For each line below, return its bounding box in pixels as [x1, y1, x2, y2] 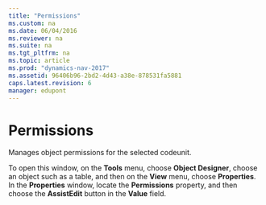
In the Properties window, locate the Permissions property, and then [8, 180, 238, 190]
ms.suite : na [8, 42, 52, 50]
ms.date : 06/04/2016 [8, 27, 78, 35]
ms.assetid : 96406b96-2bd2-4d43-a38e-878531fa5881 [8, 72, 182, 80]
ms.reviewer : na [8, 34, 63, 43]
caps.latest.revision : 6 [8, 79, 92, 87]
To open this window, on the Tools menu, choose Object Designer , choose [8, 163, 258, 173]
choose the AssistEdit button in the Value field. [8, 189, 167, 199]
